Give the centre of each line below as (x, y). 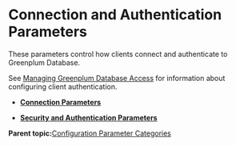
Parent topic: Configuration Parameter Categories (90, 133)
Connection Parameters (60, 102)
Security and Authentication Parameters (88, 117)
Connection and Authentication (115, 15)
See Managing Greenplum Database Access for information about (117, 78)
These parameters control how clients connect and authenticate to (118, 54)
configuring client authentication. (63, 87)
